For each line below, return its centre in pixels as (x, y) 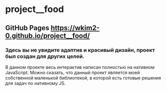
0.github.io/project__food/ (47, 35)
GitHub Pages (27, 28)
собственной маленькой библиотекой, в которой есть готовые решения (83, 78)
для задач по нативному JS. (36, 83)
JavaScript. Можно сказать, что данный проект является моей (73, 72)
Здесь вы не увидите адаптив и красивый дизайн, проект (80, 50)
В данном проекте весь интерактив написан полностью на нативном (80, 67)
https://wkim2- (75, 28)
